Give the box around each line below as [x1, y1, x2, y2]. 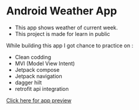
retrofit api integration [14, 85, 69, 92]
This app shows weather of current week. [14, 24, 118, 31]
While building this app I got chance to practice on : [6, 42, 134, 49]
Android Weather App [6, 4, 117, 18]
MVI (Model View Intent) [14, 60, 75, 67]
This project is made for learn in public [14, 30, 110, 37]
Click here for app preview [6, 97, 72, 104]
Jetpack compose [14, 66, 60, 73]
